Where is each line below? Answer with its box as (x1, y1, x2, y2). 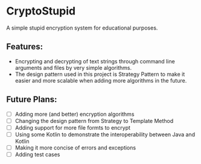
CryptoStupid (6, 4, 76, 18)
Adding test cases (14, 151, 60, 158)
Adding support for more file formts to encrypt (14, 124, 131, 131)
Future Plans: (6, 95, 57, 105)
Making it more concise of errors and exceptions (14, 143, 136, 151)
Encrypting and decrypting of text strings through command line (14, 57, 175, 65)
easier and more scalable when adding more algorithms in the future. (14, 77, 187, 84)
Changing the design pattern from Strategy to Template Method (14, 117, 174, 124)
